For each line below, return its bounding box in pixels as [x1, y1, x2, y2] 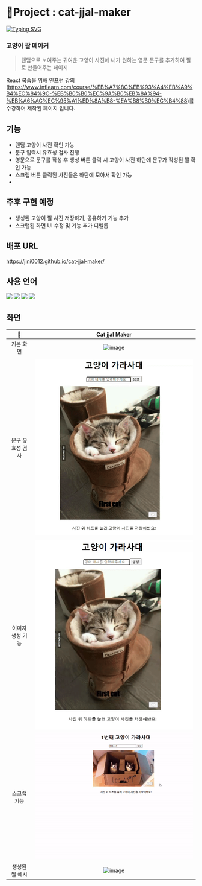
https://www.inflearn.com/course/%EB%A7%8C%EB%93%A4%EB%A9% [8, 84, 193, 91]
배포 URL [6, 241, 38, 252]
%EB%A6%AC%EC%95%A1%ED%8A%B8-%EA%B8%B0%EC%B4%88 [6, 97, 188, 104]
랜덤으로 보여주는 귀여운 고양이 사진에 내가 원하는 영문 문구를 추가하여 [20, 57, 185, 64]
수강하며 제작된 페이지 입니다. [6, 105, 76, 112]
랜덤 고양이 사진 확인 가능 [14, 141, 75, 148]
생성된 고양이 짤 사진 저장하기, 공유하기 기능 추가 [14, 214, 129, 221]
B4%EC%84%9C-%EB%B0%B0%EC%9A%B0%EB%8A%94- [6, 90, 162, 97]
